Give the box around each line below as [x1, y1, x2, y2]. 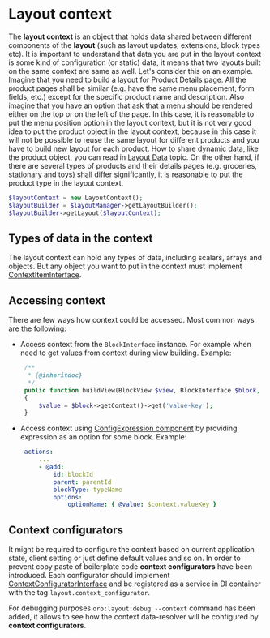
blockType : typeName [53, 486, 123, 494]
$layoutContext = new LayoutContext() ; [8, 194, 144, 202]
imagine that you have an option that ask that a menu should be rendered [8, 101, 253, 110]
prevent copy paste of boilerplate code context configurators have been [8, 562, 253, 572]
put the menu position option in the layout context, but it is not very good [8, 118, 252, 127]
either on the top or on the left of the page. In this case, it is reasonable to [8, 109, 255, 118]
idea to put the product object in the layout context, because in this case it [8, 126, 257, 136]
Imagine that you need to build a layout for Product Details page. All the [8, 75, 247, 84]
